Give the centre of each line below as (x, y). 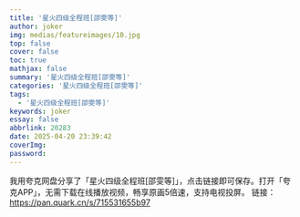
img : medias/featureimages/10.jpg (75, 35)
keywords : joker (40, 111)
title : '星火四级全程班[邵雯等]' (66, 18)
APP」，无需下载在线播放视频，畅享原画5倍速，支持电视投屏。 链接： (146, 191)
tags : (20, 94)
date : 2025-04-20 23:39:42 (61, 137)
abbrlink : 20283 (40, 129)
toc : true (28, 60)
